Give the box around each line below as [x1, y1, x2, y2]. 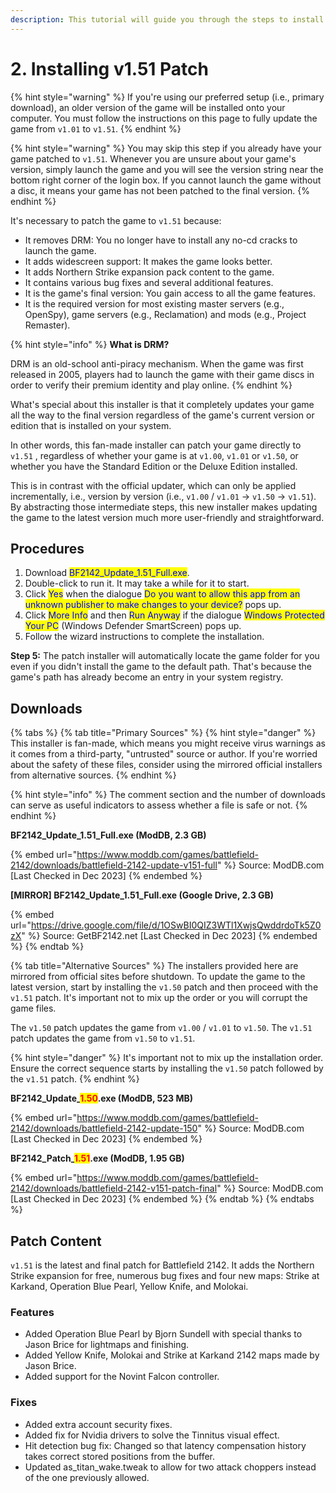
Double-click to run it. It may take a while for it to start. [24, 577, 250, 590]
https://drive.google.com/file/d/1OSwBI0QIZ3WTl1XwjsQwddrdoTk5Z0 [30, 919, 322, 931]
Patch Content [10, 1232, 102, 1250]
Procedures [10, 540, 85, 557]
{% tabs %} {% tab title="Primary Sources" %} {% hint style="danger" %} [10, 727, 317, 739]
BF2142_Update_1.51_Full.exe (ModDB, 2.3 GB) [10, 829, 207, 841]
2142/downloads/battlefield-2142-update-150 [10, 1122, 198, 1135]
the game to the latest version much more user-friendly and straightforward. [10, 511, 325, 523]
